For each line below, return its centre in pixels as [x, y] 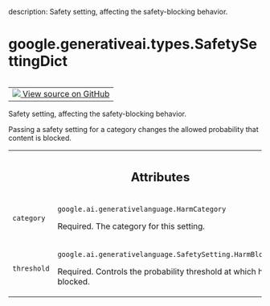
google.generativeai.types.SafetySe [133, 44]
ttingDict [38, 62]
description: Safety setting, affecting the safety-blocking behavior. [118, 12]
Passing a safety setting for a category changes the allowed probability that [133, 129]
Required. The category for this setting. [131, 226]
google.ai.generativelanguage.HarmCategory [142, 209]
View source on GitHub [66, 93]
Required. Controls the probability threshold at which [157, 271]
